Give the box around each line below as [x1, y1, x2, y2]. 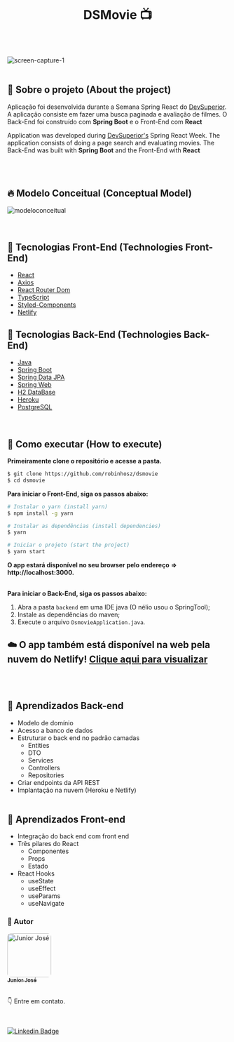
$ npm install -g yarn [7, 510, 74, 517]
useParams [27, 892, 61, 900]
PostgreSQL [17, 403, 53, 411]
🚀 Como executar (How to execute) [7, 438, 163, 450]
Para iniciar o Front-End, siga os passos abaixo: [7, 489, 149, 498]
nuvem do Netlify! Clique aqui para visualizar [7, 654, 208, 666]
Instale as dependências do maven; [17, 610, 121, 619]
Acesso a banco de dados [17, 726, 93, 734]
